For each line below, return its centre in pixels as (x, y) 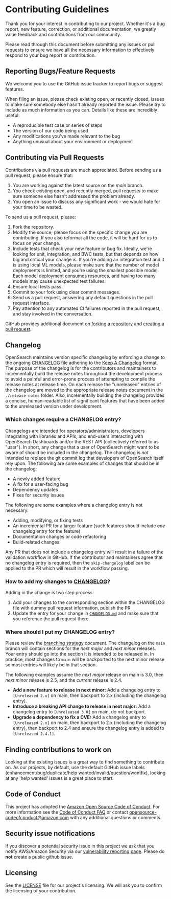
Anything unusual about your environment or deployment (73, 141)
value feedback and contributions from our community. (63, 34)
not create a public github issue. (39, 857)
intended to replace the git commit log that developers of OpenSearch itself (85, 458)
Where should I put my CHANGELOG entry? (60, 632)
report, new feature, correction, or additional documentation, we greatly (81, 29)
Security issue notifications (50, 834)
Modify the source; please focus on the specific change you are (80, 232)
